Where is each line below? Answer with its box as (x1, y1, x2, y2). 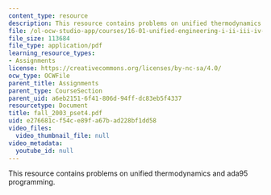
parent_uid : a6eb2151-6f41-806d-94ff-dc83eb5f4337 (8, 94, 182, 102)
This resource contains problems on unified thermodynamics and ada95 (8, 168, 248, 178)
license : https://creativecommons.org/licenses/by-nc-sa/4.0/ (8, 64, 222, 73)
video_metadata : (8, 139, 63, 147)
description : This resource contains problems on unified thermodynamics (8, 19, 262, 27)
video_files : (8, 124, 52, 132)
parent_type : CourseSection (8, 86, 103, 95)
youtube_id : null (15, 147, 74, 155)
